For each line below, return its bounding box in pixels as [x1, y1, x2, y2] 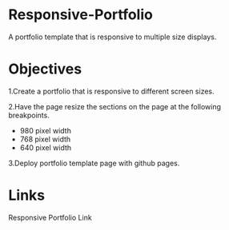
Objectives [8, 60, 82, 78]
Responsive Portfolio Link [8, 212, 92, 222]
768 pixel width [19, 134, 71, 144]
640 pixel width [19, 142, 72, 153]
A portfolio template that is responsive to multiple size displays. [8, 32, 217, 42]
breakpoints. [8, 110, 50, 120]
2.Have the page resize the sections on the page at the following [8, 101, 222, 111]
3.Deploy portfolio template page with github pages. [8, 158, 180, 168]
